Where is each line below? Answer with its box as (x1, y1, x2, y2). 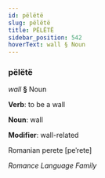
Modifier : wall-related (8, 131, 79, 140)
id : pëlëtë (8, 11, 44, 20)
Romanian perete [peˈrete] (8, 146, 92, 155)
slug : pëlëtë (8, 19, 51, 27)
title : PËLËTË (8, 26, 55, 34)
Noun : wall (8, 115, 43, 124)
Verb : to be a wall (8, 100, 66, 109)
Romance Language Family (8, 161, 97, 170)
